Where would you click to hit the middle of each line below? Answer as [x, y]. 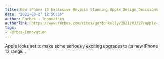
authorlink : [17, 23]
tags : [10, 28]
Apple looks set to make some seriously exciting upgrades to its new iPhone [82, 46]
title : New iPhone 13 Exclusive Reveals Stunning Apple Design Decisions [82, 10]
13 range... [16, 51]
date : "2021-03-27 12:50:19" [35, 14]
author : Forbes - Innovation [35, 19]
